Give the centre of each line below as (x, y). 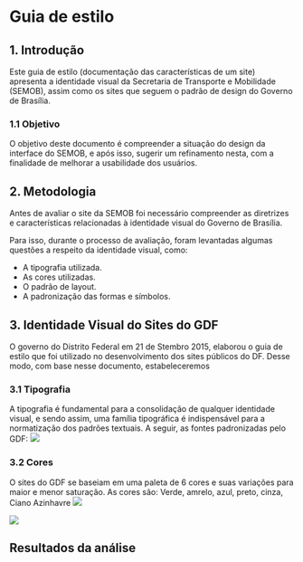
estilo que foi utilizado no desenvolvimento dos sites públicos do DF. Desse (150, 356)
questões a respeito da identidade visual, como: (99, 250)
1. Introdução (47, 50)
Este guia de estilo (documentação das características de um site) (133, 71)
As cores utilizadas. (59, 277)
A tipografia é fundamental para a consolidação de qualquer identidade (142, 409)
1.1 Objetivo (35, 124)
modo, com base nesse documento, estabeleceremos (110, 366)
